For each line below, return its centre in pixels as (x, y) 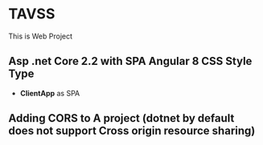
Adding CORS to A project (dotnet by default (121, 118)
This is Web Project (41, 36)
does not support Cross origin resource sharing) (132, 131)
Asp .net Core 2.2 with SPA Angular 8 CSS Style (130, 61)
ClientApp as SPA (50, 93)
